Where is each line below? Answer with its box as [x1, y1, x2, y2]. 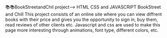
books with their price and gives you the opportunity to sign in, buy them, [5, 16, 158, 22]
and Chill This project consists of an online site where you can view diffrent [5, 11, 162, 17]
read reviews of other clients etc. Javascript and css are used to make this [5, 22, 160, 27]
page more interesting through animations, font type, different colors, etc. [5, 27, 159, 33]
